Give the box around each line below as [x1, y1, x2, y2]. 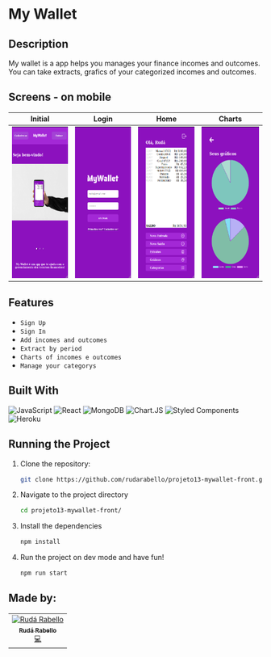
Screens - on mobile [8, 91, 111, 104]
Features [8, 296, 54, 310]
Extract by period [19, 344, 82, 352]
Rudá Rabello [19, 626, 57, 634]
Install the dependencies [19, 521, 102, 531]
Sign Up [19, 318, 46, 327]
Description [8, 37, 69, 51]
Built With [8, 384, 59, 398]
